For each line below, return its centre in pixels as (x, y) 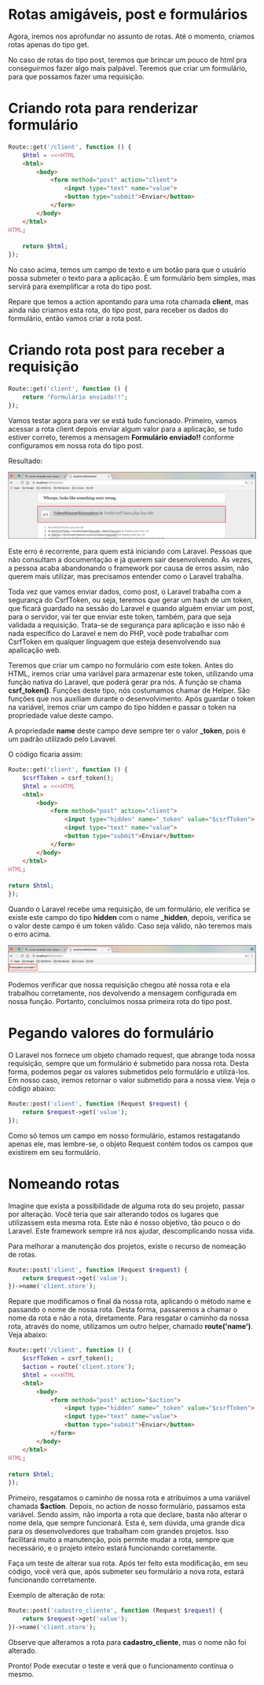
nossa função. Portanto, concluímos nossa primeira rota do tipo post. (120, 1002)
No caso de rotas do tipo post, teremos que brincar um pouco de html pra (128, 60)
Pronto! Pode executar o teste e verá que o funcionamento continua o (121, 1665)
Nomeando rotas (64, 1184)
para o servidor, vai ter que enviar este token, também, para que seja (120, 617)
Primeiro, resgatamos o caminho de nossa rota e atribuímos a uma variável (129, 1498)
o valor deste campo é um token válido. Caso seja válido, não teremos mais (130, 926)
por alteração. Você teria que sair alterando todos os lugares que (114, 1214)
